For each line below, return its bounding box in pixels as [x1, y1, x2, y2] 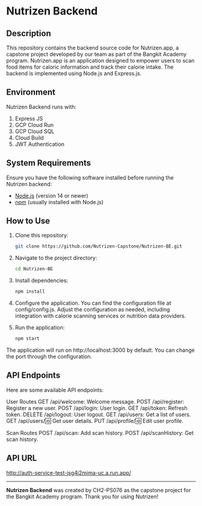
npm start [14, 336, 40, 342]
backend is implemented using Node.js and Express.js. [6, 70, 142, 77]
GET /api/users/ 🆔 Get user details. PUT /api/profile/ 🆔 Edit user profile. [6, 417, 184, 424]
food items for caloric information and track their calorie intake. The [6, 63, 174, 70]
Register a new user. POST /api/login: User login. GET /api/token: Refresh [6, 404, 188, 411]
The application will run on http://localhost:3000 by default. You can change [6, 346, 195, 354]
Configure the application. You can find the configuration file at [14, 299, 171, 307]
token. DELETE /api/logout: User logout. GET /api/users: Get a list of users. [6, 411, 191, 418]
